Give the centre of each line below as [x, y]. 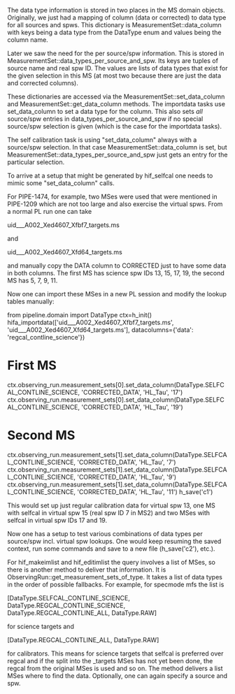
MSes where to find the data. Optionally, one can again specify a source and [117, 675]
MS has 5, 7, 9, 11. [33, 280]
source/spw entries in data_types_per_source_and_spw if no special [105, 119]
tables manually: [31, 301]
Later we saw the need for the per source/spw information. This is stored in [116, 53]
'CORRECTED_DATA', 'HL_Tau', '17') [132, 392]
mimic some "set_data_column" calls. [61, 183]
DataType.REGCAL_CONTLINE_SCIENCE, [66, 605]
